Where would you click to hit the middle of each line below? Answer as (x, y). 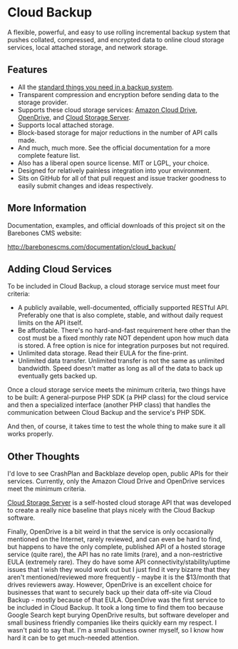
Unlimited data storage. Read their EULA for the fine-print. (103, 353)
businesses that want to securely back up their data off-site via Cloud (109, 593)
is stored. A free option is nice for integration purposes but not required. (123, 346)
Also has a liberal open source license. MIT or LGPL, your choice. (113, 163)
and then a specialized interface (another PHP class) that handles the (109, 405)
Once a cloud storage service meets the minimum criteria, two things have (117, 390)
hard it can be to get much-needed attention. (73, 638)
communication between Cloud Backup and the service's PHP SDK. (107, 413)
